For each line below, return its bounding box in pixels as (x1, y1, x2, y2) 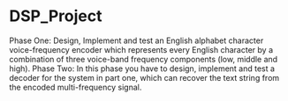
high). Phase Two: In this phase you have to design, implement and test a (9, 63, 276, 74)
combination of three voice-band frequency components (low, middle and (9, 54, 278, 64)
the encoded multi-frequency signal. (9, 82, 142, 92)
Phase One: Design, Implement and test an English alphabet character (9, 35, 264, 46)
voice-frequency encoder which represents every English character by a (9, 44, 274, 54)
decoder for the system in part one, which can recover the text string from (9, 72, 280, 83)
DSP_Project (9, 6, 102, 26)
